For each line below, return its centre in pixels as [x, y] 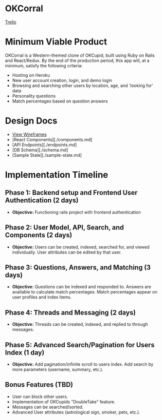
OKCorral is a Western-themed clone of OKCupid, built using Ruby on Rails [80, 55]
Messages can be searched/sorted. [48, 407]
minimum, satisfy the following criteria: [44, 65]
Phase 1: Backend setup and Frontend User [71, 193]
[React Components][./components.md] [52, 139]
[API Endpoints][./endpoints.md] [44, 145]
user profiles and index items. [42, 297]
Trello [11, 22]
